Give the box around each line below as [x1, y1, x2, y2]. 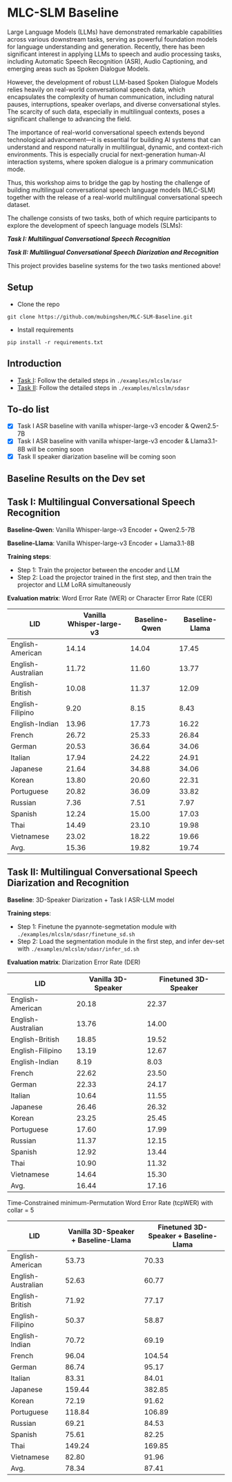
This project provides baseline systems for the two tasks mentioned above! [7, 261, 221, 269]
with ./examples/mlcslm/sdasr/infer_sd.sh [17, 944, 140, 953]
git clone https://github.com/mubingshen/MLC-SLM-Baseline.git [7, 313, 193, 320]
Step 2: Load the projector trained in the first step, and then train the [17, 573, 212, 581]
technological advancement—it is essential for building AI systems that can [7, 135, 221, 143]
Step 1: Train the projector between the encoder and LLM [17, 566, 180, 574]
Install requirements [17, 325, 74, 334]
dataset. [7, 200, 31, 208]
